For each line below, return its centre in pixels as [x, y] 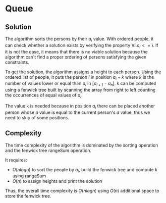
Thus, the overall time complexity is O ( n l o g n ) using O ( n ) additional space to [82, 191]
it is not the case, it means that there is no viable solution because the [76, 51]
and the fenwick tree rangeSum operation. [48, 150]
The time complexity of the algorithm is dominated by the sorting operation [82, 145]
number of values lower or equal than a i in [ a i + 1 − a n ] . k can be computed [81, 84]
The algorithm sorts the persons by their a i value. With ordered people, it [79, 39]
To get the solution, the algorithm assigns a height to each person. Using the [83, 72]
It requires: [16, 160]
